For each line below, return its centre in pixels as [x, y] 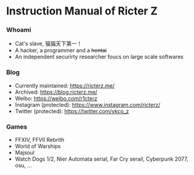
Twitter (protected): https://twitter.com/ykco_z [72, 111]
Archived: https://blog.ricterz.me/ [56, 92]
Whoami [19, 30]
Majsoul [25, 153]
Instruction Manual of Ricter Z [82, 11]
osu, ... [23, 165]
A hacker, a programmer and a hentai [60, 51]
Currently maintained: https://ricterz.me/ [65, 85]
